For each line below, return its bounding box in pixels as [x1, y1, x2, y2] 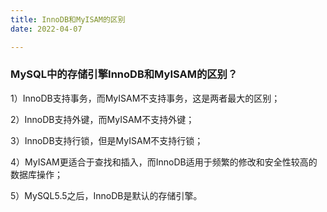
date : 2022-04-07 [10, 24, 83, 34]
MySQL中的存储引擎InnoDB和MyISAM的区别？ [10, 67, 238, 81]
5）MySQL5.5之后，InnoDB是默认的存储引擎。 [10, 189, 203, 201]
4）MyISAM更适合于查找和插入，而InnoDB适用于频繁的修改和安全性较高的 [10, 156, 318, 168]
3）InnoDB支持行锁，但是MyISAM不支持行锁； [10, 134, 204, 146]
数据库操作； [10, 168, 63, 180]
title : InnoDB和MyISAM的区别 [10, 14, 126, 25]
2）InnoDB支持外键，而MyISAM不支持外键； [10, 113, 195, 125]
